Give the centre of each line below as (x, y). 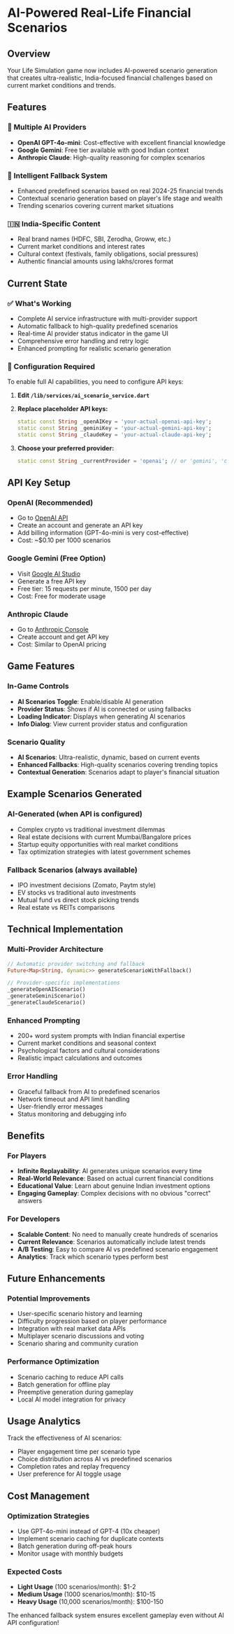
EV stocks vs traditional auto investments (76, 893)
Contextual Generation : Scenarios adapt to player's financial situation (118, 773)
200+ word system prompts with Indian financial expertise (101, 1036)
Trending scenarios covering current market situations (95, 205)
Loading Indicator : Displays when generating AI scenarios (101, 716)
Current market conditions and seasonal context (87, 1043)
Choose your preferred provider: (66, 448)
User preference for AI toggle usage (69, 1474)
